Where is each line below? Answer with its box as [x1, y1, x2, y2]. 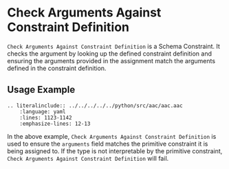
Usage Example [7, 84, 76, 95]
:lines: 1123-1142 [19, 114, 72, 121]
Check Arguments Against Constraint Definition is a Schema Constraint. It [7, 42, 220, 50]
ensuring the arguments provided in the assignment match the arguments [7, 56, 215, 65]
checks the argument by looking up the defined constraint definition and [7, 49, 212, 58]
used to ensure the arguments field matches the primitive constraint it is [7, 139, 208, 148]
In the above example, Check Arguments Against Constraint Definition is [7, 132, 217, 140]
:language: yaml [19, 108, 67, 115]
